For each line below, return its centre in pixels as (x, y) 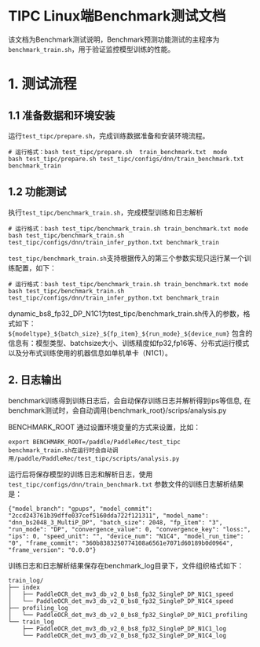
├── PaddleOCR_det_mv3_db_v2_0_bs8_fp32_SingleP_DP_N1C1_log (124, 629)
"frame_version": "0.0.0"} (52, 550)
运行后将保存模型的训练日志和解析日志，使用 (81, 474)
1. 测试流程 (42, 84)
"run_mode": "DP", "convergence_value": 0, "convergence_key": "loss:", (130, 529)
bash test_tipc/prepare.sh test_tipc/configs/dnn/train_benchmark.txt (126, 159)
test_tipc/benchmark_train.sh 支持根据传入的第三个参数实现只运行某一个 (126, 258)
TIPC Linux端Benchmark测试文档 (117, 16)
